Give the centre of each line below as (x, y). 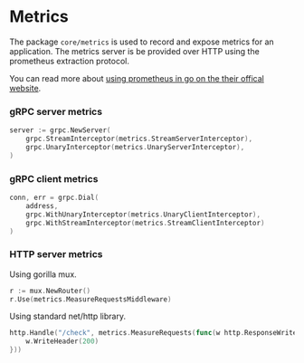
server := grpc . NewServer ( (60, 130)
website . (25, 88)
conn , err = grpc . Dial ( (54, 198)
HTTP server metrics (56, 254)
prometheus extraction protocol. (69, 61)
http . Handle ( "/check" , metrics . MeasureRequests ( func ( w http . (127, 333)
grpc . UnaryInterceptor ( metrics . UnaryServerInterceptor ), (135, 147)
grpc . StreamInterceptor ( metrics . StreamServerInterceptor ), (139, 139)
